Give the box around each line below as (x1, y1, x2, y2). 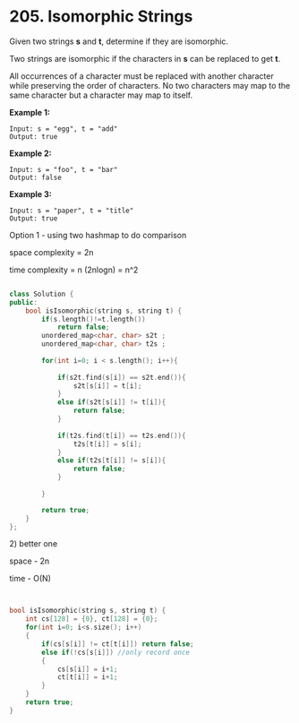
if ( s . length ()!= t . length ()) (41, 314, 146, 323)
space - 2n (9, 555, 50, 566)
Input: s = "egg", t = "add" (9, 124, 118, 133)
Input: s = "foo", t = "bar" (9, 165, 118, 174)
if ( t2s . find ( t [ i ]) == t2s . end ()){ (56, 431, 186, 440)
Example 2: (9, 148, 52, 159)
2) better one (9, 538, 58, 549)
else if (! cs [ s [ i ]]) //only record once (41, 648, 191, 657)
